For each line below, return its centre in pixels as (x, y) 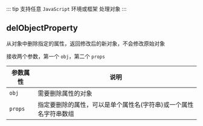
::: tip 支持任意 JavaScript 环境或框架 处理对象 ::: (66, 9)
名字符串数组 (56, 113)
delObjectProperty (42, 28)
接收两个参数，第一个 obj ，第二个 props (56, 56)
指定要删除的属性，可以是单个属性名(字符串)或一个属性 (116, 104)
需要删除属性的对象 (65, 93)
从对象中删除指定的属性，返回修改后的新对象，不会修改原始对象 (85, 43)
